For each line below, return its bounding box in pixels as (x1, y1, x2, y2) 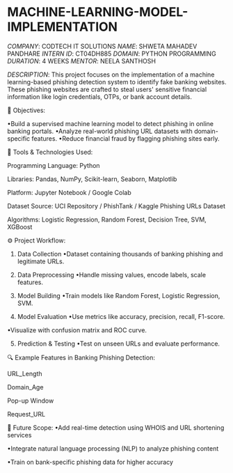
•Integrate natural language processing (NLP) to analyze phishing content (7, 444, 219, 453)
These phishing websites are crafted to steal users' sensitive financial (7, 85, 207, 93)
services (7, 431, 32, 439)
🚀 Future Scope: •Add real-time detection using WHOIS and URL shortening (7, 423, 225, 432)
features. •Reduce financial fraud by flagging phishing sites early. (31, 134, 220, 143)
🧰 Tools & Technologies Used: (7, 148, 93, 156)
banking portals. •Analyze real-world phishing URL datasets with (7, 127, 193, 135)
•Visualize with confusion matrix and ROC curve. (7, 325, 147, 334)
